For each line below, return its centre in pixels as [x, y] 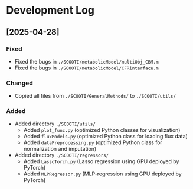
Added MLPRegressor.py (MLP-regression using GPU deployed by [102, 174]
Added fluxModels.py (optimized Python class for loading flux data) [105, 137]
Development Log [50, 10]
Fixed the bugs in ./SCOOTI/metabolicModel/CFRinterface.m [86, 68]
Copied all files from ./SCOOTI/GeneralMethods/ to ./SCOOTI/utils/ [95, 96]
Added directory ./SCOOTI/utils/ [55, 124]
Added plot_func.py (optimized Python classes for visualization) [102, 130]
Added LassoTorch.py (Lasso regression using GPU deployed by [101, 161]
